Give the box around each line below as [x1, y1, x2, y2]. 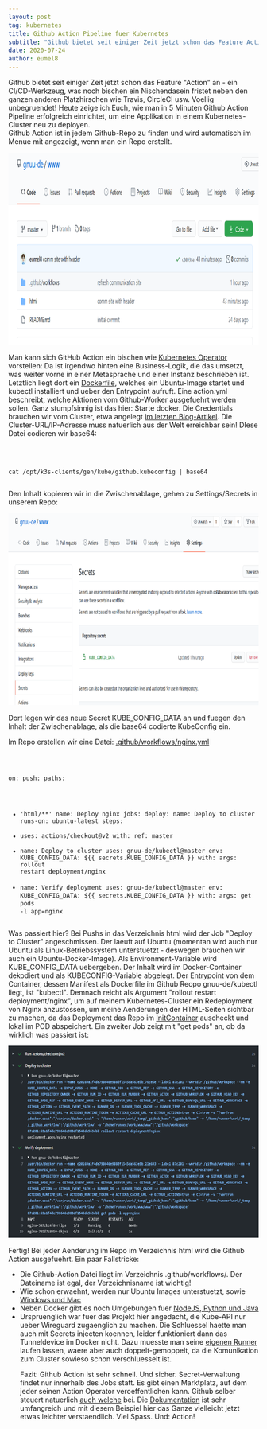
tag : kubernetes [8, 21, 62, 29]
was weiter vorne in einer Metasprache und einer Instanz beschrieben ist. [8, 370, 250, 379]
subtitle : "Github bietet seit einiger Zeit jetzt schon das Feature [8, 38, 244, 46]
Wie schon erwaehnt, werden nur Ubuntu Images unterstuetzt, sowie [19, 1286, 246, 1296]
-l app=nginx [19, 907, 64, 915]
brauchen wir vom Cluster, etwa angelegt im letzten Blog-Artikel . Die [8, 412, 233, 421]
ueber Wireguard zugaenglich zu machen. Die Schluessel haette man [19, 1320, 246, 1330]
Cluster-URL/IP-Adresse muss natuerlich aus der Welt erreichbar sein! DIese [8, 420, 258, 430]
